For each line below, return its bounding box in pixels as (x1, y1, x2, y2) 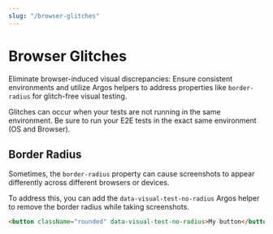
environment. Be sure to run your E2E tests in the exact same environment (8, 115, 258, 125)
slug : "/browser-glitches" (8, 11, 100, 20)
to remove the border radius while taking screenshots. (8, 202, 189, 212)
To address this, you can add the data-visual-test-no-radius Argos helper (8, 193, 260, 203)
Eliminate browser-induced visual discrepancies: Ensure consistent (8, 74, 233, 84)
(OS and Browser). (8, 123, 71, 134)
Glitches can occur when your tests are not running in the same (8, 106, 221, 116)
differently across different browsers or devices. (8, 178, 170, 188)
